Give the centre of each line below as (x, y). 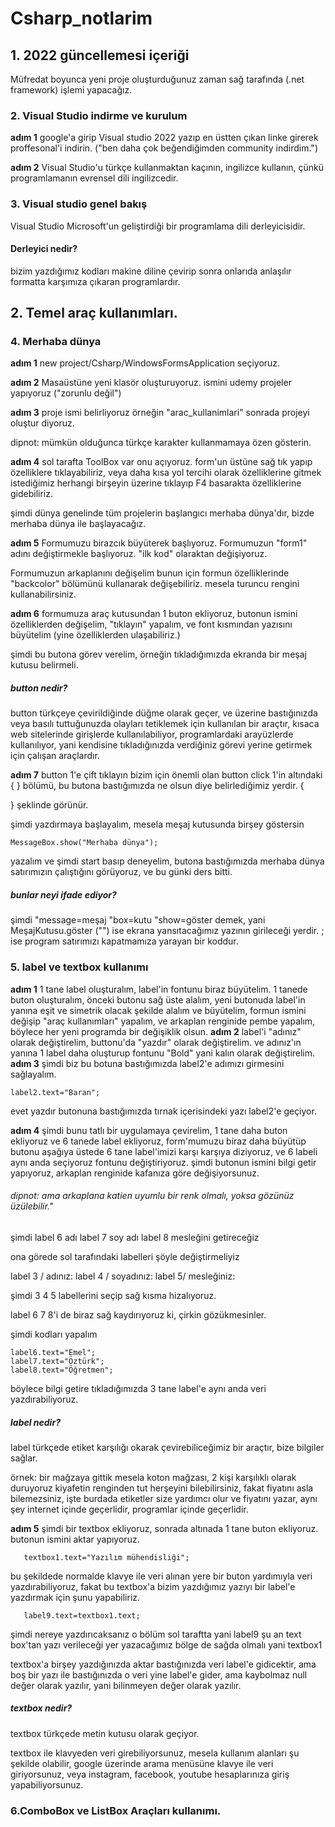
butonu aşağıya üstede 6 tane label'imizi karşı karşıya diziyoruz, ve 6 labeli (164, 1151)
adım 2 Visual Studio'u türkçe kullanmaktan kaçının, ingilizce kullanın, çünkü (167, 168)
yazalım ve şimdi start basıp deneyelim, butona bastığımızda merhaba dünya (167, 861)
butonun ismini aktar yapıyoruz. (75, 1539)
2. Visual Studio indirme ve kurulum (99, 115)
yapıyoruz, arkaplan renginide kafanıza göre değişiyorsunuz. (135, 1173)
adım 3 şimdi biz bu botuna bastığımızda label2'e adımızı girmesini (147, 1063)
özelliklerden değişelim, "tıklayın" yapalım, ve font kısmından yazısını (151, 624)
